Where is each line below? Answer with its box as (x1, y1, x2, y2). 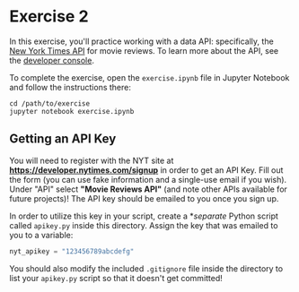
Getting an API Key (9, 132, 117, 147)
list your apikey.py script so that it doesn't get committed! (9, 272, 223, 283)
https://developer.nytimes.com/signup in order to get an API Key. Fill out (9, 164, 284, 176)
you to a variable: (9, 229, 74, 240)
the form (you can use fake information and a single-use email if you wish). (9, 174, 287, 185)
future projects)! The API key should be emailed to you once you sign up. (9, 193, 279, 203)
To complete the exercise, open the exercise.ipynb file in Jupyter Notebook (9, 72, 290, 82)
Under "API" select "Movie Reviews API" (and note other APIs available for (9, 184, 287, 194)
